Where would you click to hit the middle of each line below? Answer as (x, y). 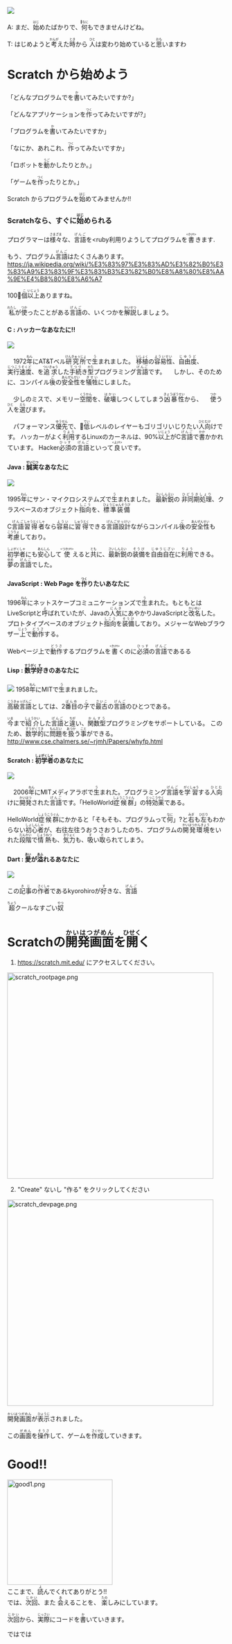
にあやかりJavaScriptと (155, 613)
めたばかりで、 (60, 27)
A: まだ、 (20, 27)
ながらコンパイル (155, 526)
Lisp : (15, 670)
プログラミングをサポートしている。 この (164, 723)
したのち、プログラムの (150, 830)
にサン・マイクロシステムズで (69, 499)
